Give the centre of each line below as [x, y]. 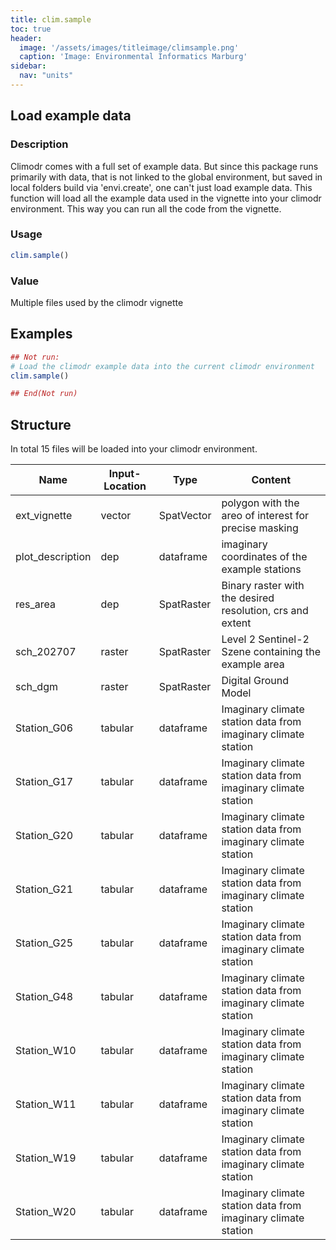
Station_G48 [44, 997]
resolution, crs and [265, 611]
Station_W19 [46, 1158]
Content [271, 480]
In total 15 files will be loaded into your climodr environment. [134, 449]
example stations [261, 569]
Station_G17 [44, 782]
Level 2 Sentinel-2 [265, 639]
